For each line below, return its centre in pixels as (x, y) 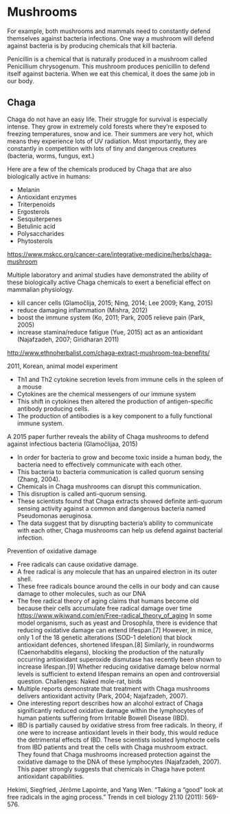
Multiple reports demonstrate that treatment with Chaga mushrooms (113, 688)
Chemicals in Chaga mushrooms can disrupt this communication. (109, 486)
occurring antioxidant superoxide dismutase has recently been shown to (119, 659)
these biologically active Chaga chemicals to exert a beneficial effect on (109, 282)
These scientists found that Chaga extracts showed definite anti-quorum (120, 501)
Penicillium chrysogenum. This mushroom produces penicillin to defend (108, 66)
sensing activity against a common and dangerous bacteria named (111, 508)
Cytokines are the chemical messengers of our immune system (106, 394)
